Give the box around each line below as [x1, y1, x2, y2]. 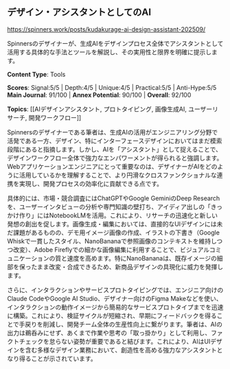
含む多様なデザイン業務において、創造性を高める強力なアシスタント [25, 346, 218, 354]
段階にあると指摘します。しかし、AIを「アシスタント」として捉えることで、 [7, 145, 222, 153]
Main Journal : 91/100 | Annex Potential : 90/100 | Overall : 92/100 [7, 91, 192, 99]
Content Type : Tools [7, 70, 66, 78]
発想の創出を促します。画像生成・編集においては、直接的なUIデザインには [7, 219, 218, 228]
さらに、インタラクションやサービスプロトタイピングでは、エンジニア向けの [7, 285, 224, 294]
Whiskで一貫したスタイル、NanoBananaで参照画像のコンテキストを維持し [7, 237, 217, 245]
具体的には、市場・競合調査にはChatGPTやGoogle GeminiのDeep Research [7, 194, 220, 202]
